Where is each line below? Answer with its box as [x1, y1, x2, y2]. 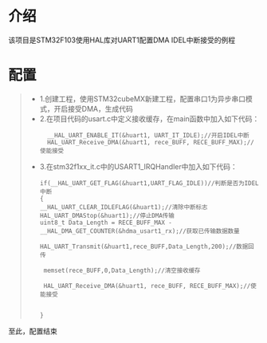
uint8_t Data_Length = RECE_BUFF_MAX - [39, 219, 173, 227]
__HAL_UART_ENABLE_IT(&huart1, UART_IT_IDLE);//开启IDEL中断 [46, 131, 249, 140]
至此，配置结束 [8, 326, 57, 336]
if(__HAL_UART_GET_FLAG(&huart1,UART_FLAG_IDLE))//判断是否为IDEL [39, 179, 259, 187]
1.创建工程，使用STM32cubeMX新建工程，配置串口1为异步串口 [39, 93, 246, 104]
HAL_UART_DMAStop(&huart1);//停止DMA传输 [39, 211, 175, 219]
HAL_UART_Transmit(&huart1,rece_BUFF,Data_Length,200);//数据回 [39, 242, 254, 250]
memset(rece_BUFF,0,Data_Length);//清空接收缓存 [43, 266, 201, 274]
